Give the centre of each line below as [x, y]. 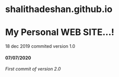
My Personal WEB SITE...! [60, 32]
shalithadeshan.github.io [59, 9]
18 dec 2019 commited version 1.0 [40, 46]
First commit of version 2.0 [33, 69]
